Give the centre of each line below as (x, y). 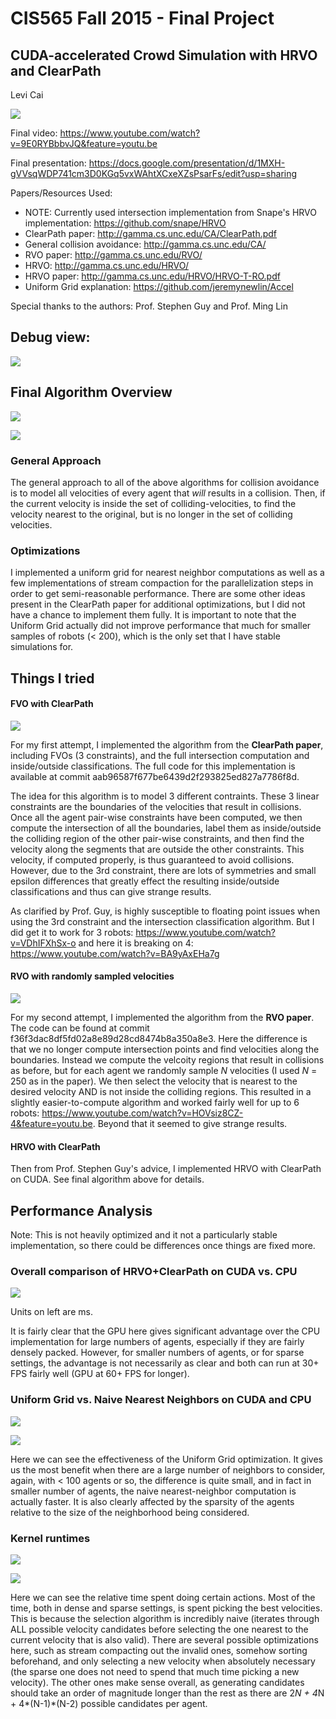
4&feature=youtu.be (51, 1124)
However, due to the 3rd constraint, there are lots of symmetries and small (163, 870)
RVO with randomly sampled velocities (92, 976)
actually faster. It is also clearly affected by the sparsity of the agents (152, 1501)
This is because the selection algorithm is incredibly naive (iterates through (165, 1618)
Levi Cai (27, 95)
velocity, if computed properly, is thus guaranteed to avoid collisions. (152, 859)
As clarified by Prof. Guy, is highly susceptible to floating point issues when (165, 911)
